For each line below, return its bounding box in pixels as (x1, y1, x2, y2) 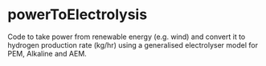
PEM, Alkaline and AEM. (7, 49, 88, 58)
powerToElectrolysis (7, 6, 148, 24)
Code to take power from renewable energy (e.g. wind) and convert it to (7, 32, 246, 41)
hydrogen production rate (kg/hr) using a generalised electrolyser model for (7, 40, 259, 49)
